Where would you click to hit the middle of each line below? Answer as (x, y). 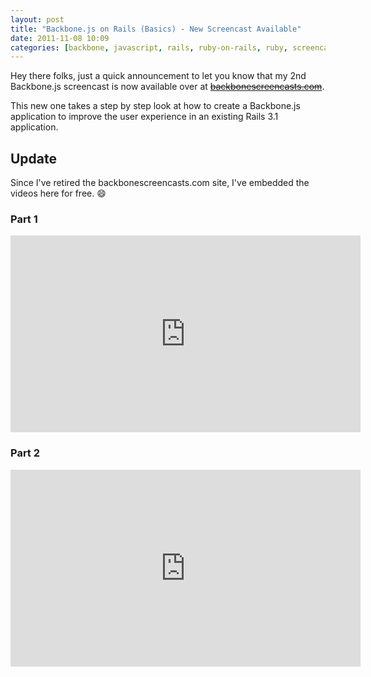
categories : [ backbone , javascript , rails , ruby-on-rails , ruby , (149, 47)
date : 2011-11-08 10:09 (60, 38)
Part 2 (25, 453)
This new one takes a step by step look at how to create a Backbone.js (155, 106)
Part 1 (24, 219)
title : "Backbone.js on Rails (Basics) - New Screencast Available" (156, 29)
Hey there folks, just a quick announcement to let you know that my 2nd (158, 76)
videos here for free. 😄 (58, 193)
